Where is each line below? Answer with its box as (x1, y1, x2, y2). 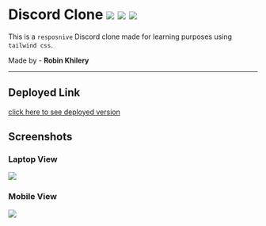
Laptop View (8, 154, 58, 165)
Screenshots (8, 130, 73, 144)
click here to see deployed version (8, 107, 120, 117)
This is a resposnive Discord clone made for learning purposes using (8, 32, 232, 41)
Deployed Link (8, 86, 81, 100)
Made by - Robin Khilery (8, 56, 89, 65)
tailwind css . (8, 40, 53, 49)
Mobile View (8, 191, 58, 202)
